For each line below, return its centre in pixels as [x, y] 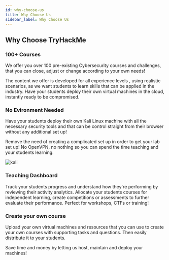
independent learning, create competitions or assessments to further [77, 197]
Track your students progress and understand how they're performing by [82, 186]
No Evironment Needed [35, 110]
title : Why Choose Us [28, 15]
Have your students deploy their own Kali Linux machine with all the [76, 121]
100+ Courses [23, 54]
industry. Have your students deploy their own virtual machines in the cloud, [85, 91]
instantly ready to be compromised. [42, 97]
